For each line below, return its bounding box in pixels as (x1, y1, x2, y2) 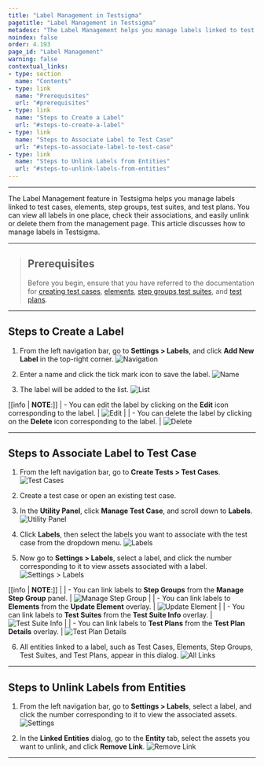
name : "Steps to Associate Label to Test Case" (15, 135, 174, 144)
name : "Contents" (15, 77, 72, 85)
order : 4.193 (8, 41, 51, 49)
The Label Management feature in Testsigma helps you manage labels (8, 194, 236, 203)
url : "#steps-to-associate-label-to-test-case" (15, 143, 174, 151)
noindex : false (8, 33, 58, 42)
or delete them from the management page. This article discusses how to (8, 219, 246, 228)
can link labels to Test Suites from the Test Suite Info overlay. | (8, 610, 213, 620)
